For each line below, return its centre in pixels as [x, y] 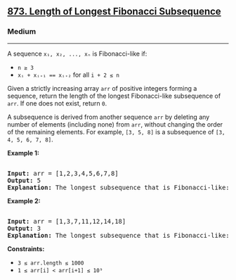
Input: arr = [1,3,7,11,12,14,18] [67, 221]
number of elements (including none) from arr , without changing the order [115, 124]
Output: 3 [24, 228]
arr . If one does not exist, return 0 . [57, 103]
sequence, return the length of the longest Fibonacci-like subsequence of [114, 96]
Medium [22, 32]
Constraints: [26, 248]
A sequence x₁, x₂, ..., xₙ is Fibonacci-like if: [77, 53]
